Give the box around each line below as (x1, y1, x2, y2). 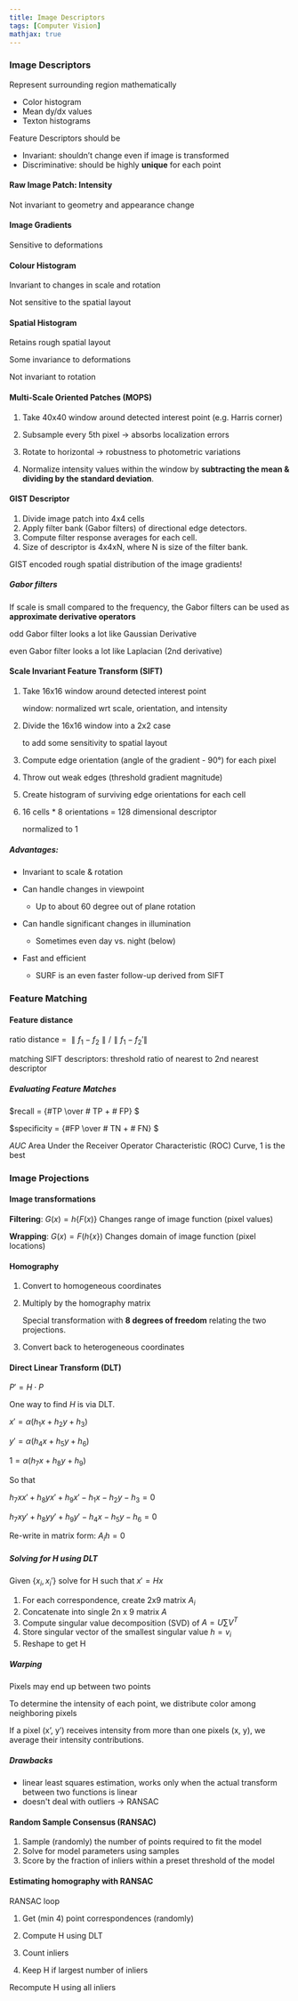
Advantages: (9, 844, 60, 855)
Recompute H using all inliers (9, 1981, 117, 1992)
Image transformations (9, 1194, 96, 1204)
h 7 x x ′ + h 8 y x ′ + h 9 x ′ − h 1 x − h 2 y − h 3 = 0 (9, 1492, 156, 1504)
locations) (9, 1241, 46, 1252)
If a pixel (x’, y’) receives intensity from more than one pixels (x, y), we (9, 1725, 266, 1736)
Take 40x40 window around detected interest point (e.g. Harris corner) (21, 411, 283, 423)
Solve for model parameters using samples (21, 1846, 180, 1857)
